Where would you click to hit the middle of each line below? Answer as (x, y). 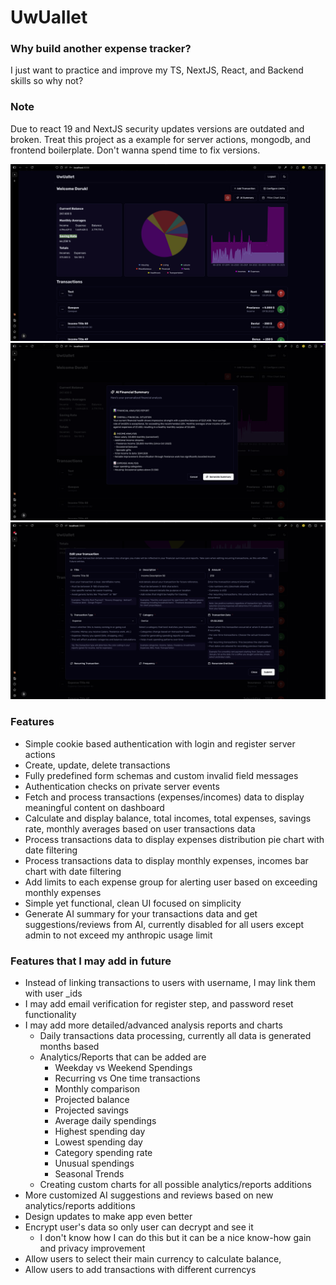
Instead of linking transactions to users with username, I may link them (170, 982)
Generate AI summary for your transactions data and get (141, 913)
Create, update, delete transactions (97, 765)
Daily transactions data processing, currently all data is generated (175, 1035)
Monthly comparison (97, 1088)
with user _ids (53, 993)
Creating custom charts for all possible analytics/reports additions (175, 1184)
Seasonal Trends (89, 1173)
